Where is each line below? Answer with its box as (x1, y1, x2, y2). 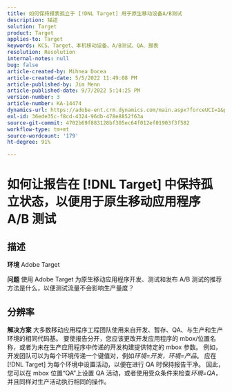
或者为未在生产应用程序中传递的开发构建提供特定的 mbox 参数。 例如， (19, 343, 222, 351)
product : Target (7, 29, 54, 37)
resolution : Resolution (7, 49, 76, 56)
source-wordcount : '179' (7, 132, 79, 139)
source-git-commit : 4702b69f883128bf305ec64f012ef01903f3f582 (7, 119, 190, 127)
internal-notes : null (7, 55, 70, 62)
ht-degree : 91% (7, 139, 51, 146)
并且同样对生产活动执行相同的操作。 (7, 377, 110, 386)
